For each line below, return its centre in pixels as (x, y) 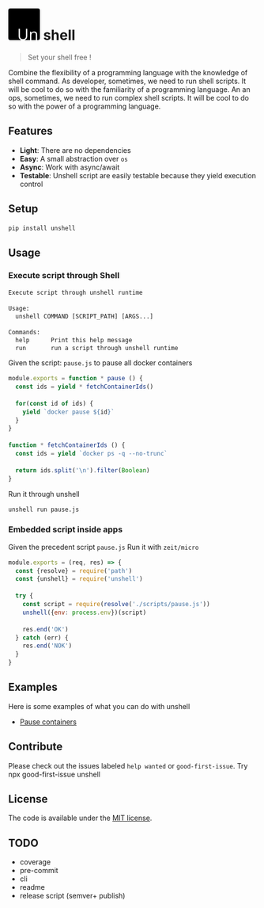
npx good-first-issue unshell (55, 774)
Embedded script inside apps (66, 529)
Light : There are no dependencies (75, 150)
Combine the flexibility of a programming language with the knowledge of (128, 72)
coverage (35, 862)
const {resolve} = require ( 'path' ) (74, 570)
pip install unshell (42, 228)
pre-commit (39, 871)
